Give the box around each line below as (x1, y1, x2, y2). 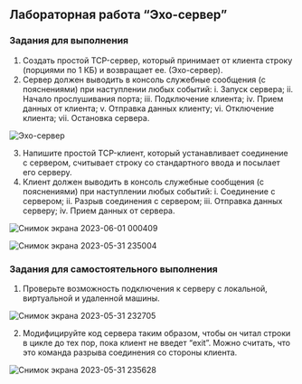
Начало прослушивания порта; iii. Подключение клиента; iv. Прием (22, 93, 284, 104)
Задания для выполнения (9, 34, 129, 47)
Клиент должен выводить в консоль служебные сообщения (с (22, 176, 265, 187)
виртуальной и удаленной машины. (22, 293, 160, 304)
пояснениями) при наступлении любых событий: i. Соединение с (22, 185, 276, 197)
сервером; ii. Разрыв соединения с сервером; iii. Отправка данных (22, 195, 283, 206)
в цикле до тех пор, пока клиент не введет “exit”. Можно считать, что (22, 337, 291, 348)
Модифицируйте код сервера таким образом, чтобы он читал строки (22, 327, 291, 338)
